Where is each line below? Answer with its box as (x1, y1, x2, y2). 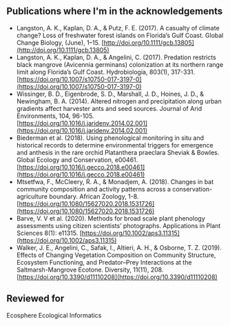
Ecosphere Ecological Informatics (6, 311, 102, 319)
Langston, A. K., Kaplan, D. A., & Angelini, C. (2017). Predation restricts (16, 53, 216, 61)
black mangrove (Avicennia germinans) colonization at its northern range (16, 60, 224, 68)
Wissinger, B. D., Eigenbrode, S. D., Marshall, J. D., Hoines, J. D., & (16, 90, 205, 98)
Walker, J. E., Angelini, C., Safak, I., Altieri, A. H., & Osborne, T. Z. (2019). (16, 243, 222, 252)
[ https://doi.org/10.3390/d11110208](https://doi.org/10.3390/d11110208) (16, 272, 218, 281)
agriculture (16, 192, 48, 201)
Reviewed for (6, 293, 65, 305)
